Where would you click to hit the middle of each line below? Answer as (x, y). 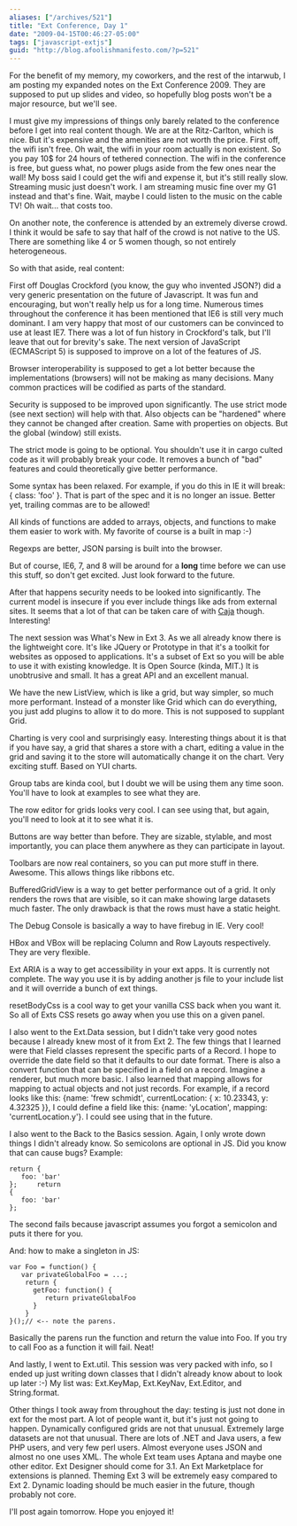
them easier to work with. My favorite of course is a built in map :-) (130, 532)
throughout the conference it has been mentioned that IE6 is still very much (146, 314)
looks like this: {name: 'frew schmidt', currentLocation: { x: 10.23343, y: (139, 1098)
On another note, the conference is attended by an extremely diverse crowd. (148, 223)
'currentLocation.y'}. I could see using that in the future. (111, 1117)
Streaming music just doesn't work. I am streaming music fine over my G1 (143, 187)
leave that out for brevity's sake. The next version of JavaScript (125, 342)
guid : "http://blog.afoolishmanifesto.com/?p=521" (104, 51)
